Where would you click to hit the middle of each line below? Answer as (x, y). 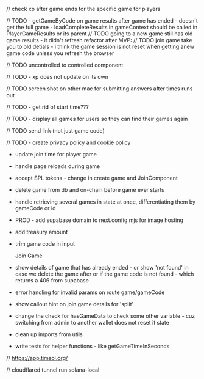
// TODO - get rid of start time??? (48, 107)
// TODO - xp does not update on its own (57, 77)
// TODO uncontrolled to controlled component (65, 65)
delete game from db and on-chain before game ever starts (90, 190)
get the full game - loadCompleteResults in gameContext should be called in (102, 27)
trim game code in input (45, 244)
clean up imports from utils (49, 334)
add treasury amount (41, 232)
